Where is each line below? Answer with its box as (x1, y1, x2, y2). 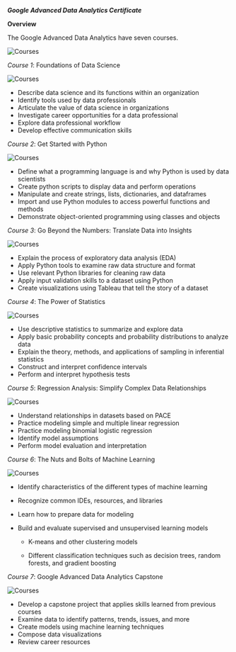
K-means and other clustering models (28, 538, 138, 546)
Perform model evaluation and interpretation (17, 442, 147, 449)
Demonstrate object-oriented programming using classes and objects (17, 213, 220, 220)
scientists (17, 175, 46, 183)
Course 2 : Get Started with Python (7, 140, 107, 148)
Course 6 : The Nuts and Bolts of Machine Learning (7, 455, 155, 463)
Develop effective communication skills (17, 126, 132, 134)
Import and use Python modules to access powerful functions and (17, 198, 211, 206)
